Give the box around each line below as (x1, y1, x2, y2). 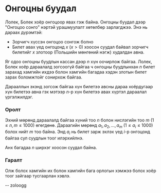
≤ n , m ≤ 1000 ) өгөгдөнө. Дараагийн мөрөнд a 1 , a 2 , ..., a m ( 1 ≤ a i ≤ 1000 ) (5, 122, 153, 130)
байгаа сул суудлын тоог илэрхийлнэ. (5, 135, 84, 141)
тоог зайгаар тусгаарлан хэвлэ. (5, 173, 71, 179)
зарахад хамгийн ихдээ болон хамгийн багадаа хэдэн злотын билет (5, 69, 147, 75)
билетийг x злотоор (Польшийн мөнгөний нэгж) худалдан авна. (12, 49, 144, 55)
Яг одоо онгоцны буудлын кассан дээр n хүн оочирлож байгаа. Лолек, (5, 58, 152, 64)
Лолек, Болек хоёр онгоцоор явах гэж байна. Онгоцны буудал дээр (5, 19, 146, 25)
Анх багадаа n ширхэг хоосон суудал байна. (5, 144, 97, 150)
